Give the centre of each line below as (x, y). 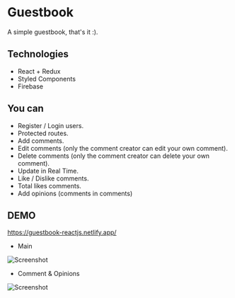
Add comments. (41, 141)
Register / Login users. (50, 125)
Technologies (38, 54)
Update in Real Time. (48, 171)
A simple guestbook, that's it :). (53, 32)
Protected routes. (43, 133)
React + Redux (39, 71)
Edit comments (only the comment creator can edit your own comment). (122, 148)
